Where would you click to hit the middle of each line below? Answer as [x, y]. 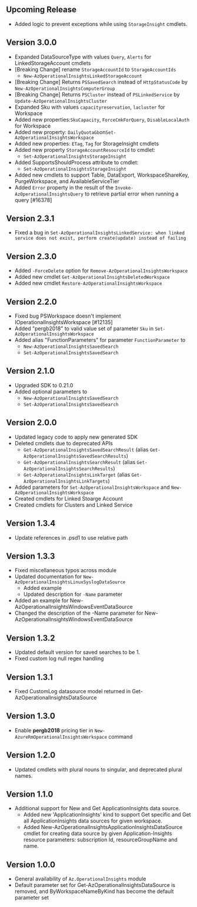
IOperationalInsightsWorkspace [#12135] [64, 322]
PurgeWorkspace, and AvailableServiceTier [67, 181]
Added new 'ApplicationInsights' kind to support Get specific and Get [107, 815]
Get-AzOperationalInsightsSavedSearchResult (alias [86, 449]
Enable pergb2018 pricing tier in [54, 730]
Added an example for [41, 601]
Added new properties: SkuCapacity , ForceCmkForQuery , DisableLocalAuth [102, 119]
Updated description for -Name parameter [73, 594]
